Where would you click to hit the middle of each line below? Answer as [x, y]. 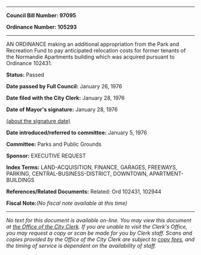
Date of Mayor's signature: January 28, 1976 [62, 109]
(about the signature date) [38, 121]
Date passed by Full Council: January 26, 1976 [64, 86]
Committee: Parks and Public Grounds [54, 144]
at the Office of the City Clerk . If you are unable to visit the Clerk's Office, [97, 227]
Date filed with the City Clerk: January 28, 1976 [66, 98]
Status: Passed [25, 75]
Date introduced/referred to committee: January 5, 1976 [77, 133]
